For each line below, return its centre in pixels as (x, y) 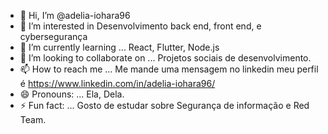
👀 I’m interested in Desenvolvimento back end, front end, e (140, 26)
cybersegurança (53, 36)
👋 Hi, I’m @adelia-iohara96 (75, 15)
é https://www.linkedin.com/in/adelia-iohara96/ (117, 83)
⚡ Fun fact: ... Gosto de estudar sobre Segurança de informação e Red (164, 105)
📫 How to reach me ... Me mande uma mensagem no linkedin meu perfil (169, 69)
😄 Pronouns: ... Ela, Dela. (72, 94)
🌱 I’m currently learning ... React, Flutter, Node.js (119, 47)
